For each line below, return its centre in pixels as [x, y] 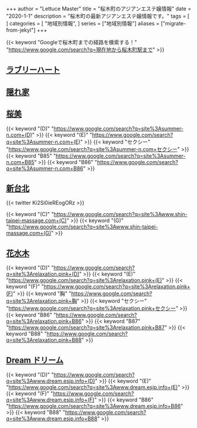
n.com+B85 [20, 162]
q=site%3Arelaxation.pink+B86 [44, 321]
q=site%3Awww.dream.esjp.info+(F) [50, 400]
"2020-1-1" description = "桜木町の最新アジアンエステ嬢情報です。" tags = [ [98, 16]
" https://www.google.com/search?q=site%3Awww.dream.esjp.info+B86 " [95, 406]
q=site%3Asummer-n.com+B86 [45, 168]
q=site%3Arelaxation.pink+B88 [44, 340]
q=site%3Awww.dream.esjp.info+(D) [51, 381]
